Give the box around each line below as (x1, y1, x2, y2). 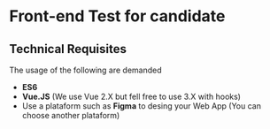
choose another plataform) (21, 110, 120, 120)
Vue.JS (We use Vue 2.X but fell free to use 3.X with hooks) (21, 91, 242, 102)
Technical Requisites (9, 42, 127, 57)
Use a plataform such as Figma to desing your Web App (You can (21, 101, 261, 111)
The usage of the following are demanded (9, 64, 162, 75)
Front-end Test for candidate (9, 6, 226, 27)
